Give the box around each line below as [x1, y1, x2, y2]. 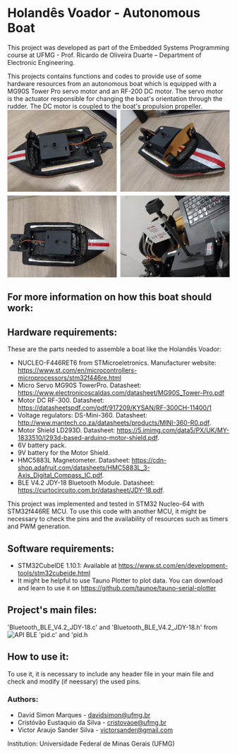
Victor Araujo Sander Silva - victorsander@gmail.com [17, 725, 174, 734]
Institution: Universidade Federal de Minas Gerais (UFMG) [7, 739, 175, 748]
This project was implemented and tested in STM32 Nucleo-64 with [7, 499, 205, 509]
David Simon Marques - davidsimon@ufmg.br [17, 710, 151, 719]
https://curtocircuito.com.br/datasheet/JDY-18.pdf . [17, 486, 164, 494]
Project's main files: [7, 604, 97, 616]
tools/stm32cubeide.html [17, 568, 90, 577]
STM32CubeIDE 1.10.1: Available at [17, 561, 117, 569]
